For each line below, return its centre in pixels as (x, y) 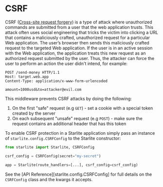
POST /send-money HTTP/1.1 (32, 72)
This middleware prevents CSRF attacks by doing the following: (69, 99)
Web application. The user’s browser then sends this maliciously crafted (77, 42)
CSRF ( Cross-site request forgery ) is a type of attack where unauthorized (79, 22)
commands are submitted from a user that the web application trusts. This (79, 27)
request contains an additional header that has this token (69, 124)
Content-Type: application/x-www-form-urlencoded (56, 81)
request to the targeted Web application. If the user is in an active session (79, 48)
